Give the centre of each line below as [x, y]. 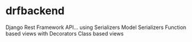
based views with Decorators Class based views [65, 33]
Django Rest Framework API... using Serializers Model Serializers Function [96, 27]
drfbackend [35, 11]
